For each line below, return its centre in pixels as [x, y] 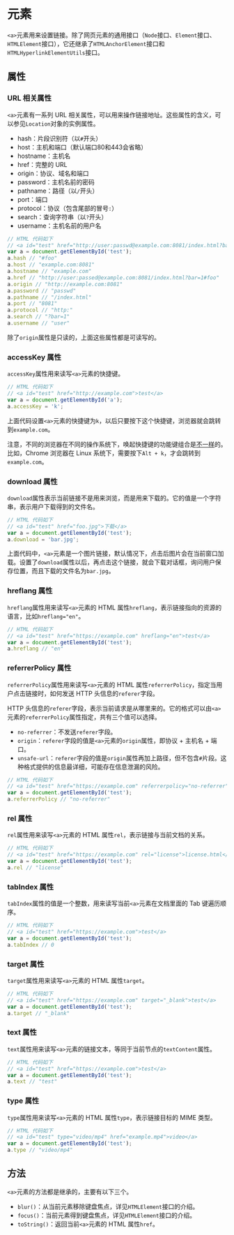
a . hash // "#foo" [32, 258]
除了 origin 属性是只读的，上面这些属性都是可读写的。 [84, 337]
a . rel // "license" [36, 867]
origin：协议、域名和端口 [53, 173]
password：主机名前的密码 [56, 182]
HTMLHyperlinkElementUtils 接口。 [55, 52]
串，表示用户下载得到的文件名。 [53, 506]
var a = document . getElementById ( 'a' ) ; [65, 400]
